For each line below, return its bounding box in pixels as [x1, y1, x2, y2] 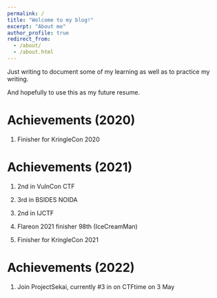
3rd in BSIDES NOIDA [17, 195, 78, 203]
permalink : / [7, 10, 45, 17]
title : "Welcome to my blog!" [7, 17, 94, 23]
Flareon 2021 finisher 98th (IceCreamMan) [17, 222, 138, 230]
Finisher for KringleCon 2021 [17, 235, 99, 244]
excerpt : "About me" [7, 23, 67, 30]
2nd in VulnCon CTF [17, 182, 75, 190]
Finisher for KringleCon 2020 [17, 135, 100, 143]
